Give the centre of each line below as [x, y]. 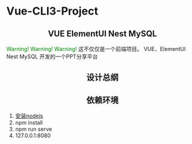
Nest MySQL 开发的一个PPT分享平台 [52, 57]
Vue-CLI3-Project [52, 11]
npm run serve [34, 129]
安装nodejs [29, 116]
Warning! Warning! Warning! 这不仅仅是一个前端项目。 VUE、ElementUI [96, 49]
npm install [29, 123]
